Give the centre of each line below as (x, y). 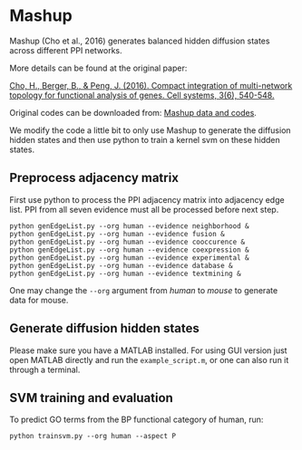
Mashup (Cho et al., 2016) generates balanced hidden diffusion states (140, 41)
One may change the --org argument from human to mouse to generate (144, 290)
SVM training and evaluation (92, 398)
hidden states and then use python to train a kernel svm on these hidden (145, 139)
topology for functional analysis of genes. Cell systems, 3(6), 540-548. (142, 95)
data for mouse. (39, 300)
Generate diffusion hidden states (104, 328)
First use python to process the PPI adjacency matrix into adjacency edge (147, 199)
